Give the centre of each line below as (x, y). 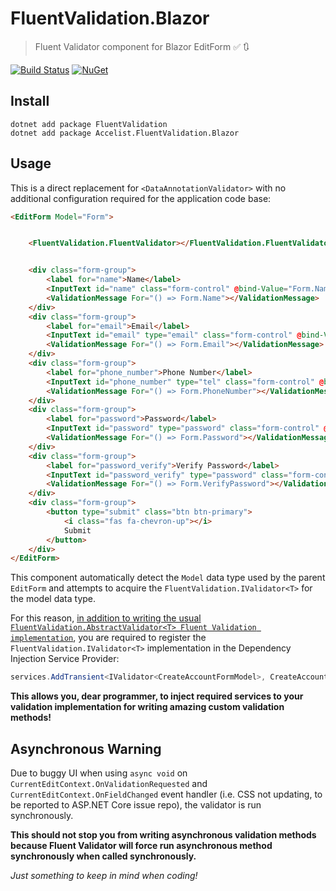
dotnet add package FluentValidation (89, 124)
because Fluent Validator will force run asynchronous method (141, 845)
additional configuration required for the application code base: (141, 198)
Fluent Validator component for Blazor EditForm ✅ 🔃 (142, 46)
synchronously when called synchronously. (103, 856)
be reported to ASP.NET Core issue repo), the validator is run (136, 805)
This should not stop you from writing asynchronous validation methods (163, 835)
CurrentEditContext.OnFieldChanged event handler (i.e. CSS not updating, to (166, 794)
